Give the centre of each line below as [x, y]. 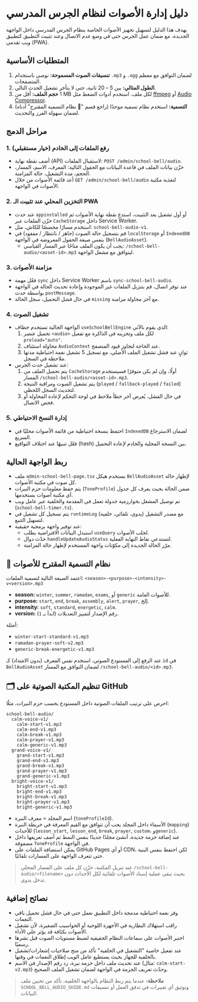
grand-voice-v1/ [31, 750]
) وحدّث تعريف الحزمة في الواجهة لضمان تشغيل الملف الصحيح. [99, 969]
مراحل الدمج [27, 132]
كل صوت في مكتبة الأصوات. [45, 482]
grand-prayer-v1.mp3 [42, 771]
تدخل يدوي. [33, 880]
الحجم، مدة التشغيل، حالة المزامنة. [52, 174]
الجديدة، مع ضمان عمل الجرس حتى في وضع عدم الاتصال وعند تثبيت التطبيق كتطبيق [98, 35]
